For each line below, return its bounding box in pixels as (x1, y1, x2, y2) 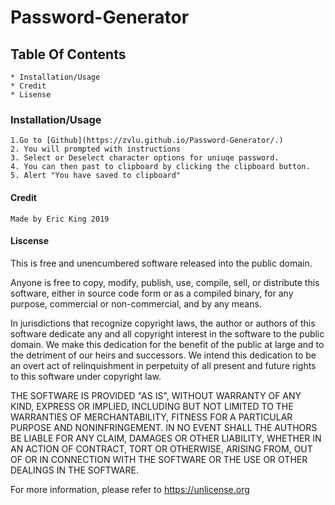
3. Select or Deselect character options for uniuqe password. (10, 153, 280, 163)
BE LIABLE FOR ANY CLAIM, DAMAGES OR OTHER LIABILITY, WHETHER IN (10, 432, 322, 444)
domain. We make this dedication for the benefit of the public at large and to (10, 338, 325, 350)
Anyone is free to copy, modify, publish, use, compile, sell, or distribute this (10, 276, 320, 288)
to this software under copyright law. (10, 370, 162, 382)
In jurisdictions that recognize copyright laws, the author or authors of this (10, 317, 316, 329)
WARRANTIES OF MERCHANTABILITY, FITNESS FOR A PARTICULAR (10, 411, 293, 423)
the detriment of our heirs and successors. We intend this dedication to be (10, 349, 317, 361)
